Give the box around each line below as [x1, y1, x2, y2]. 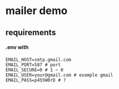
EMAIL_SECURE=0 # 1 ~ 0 [5, 67, 64, 73]
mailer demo [5, 4, 68, 18]
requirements [5, 28, 56, 37]
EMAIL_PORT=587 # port [5, 61, 61, 68]
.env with [5, 44, 29, 51]
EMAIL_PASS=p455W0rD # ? [5, 77, 66, 83]
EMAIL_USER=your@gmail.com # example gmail [5, 72, 114, 78]
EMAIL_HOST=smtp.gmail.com [5, 57, 72, 63]
